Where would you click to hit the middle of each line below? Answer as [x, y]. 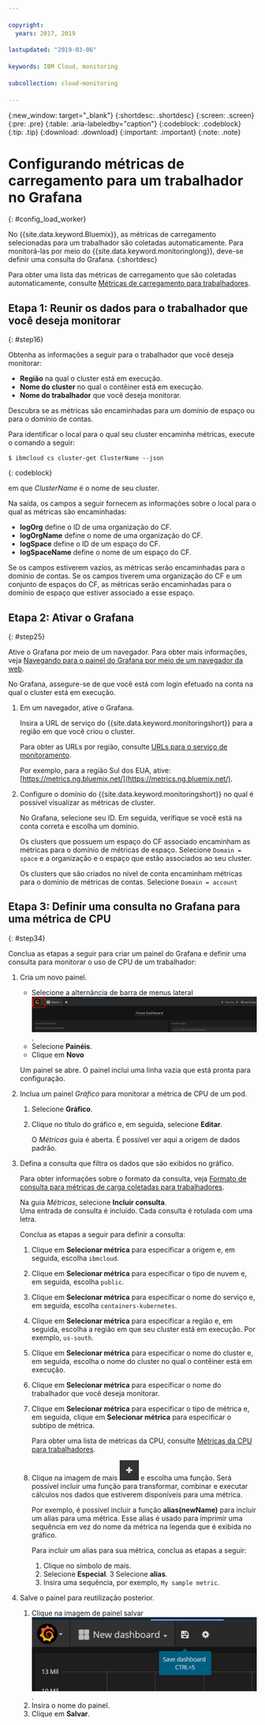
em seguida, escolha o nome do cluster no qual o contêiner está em [142, 1361]
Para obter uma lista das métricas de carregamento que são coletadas [122, 275]
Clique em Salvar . [61, 1714]
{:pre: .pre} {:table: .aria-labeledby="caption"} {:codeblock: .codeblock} [125, 123]
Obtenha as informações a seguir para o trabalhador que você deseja [121, 355]
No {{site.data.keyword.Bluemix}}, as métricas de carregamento [112, 235]
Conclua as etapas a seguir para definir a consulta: [102, 1234]
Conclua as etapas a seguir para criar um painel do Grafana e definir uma [127, 953]
